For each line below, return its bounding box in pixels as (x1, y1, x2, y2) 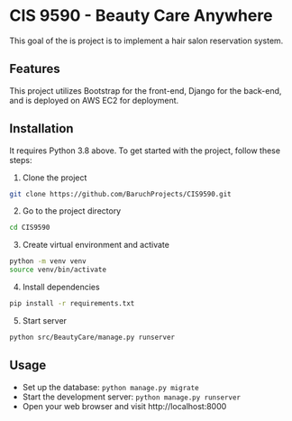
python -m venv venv (9, 257, 87, 266)
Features (9, 61, 60, 77)
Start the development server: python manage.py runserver (22, 391, 242, 402)
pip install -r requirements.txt (9, 299, 135, 308)
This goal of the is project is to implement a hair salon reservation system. (9, 35, 284, 46)
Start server (22, 315, 68, 325)
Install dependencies (22, 281, 101, 293)
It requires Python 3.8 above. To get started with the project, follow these (9, 145, 281, 156)
